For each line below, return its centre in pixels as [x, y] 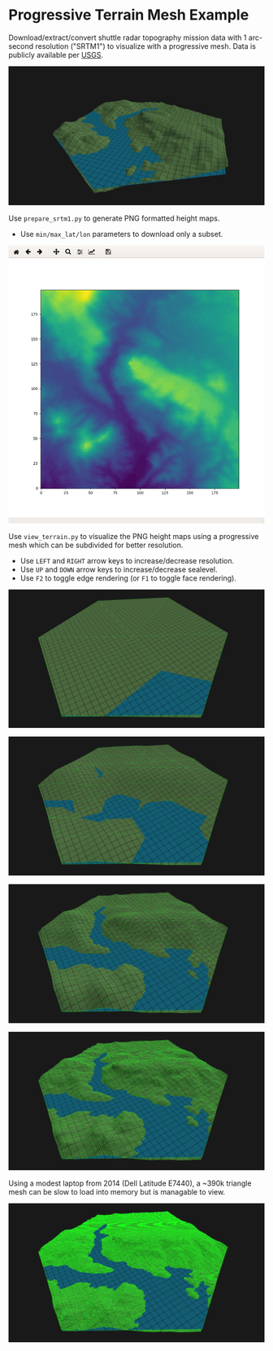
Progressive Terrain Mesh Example [129, 15]
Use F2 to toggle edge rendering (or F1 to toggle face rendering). [128, 578]
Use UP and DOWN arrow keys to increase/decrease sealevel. [119, 569]
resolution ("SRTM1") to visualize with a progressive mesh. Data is [145, 46]
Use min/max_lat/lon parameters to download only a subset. [121, 234]
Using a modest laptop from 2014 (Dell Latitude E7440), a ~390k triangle [130, 1183]
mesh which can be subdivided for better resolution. [96, 545]
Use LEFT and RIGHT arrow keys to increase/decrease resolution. [127, 560]
